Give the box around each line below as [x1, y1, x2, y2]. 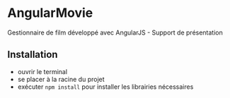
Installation [7, 49, 58, 61]
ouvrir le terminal [17, 67, 68, 75]
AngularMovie [7, 5, 93, 21]
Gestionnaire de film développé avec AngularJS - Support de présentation [7, 28, 223, 37]
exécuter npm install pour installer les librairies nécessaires [17, 82, 194, 91]
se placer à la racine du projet [17, 75, 105, 83]
